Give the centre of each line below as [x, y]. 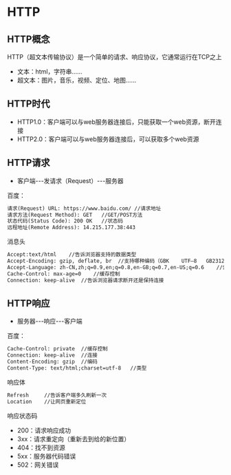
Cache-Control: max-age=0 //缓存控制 [64, 274]
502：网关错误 [38, 465]
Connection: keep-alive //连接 [52, 355]
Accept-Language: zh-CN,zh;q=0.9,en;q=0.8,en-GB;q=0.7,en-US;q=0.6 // [115, 267]
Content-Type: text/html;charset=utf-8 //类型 [77, 368]
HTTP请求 [29, 163]
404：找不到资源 [41, 447]
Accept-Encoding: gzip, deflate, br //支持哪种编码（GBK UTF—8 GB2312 [116, 261]
